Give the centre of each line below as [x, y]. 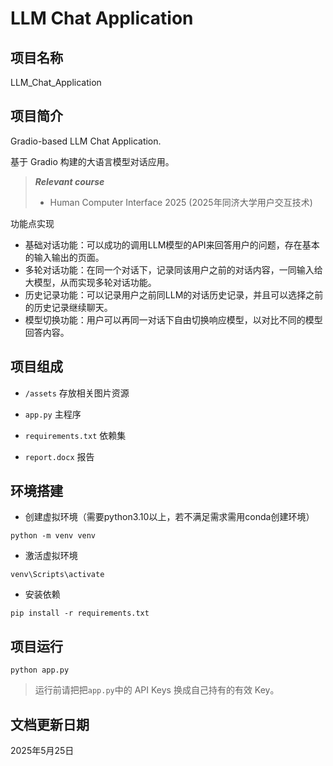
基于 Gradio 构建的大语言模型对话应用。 [92, 161]
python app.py [40, 670]
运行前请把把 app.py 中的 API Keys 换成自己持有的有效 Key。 [157, 690]
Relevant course [69, 181]
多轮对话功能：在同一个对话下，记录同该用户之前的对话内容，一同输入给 [173, 269]
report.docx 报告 [59, 456]
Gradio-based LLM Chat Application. [86, 141]
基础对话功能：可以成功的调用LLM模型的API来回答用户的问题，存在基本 [172, 244]
